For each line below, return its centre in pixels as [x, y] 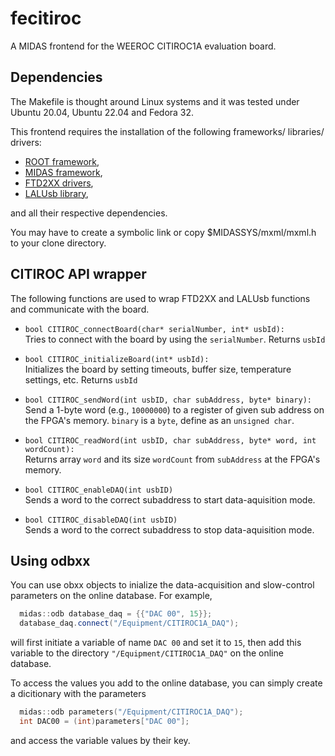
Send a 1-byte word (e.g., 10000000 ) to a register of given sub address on [174, 409]
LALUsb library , [56, 193]
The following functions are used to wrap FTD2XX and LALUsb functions [160, 298]
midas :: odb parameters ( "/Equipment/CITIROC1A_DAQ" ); [131, 712]
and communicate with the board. [80, 309]
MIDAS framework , [63, 172]
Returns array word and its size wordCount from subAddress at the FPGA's [172, 459]
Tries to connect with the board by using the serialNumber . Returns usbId [175, 339]
